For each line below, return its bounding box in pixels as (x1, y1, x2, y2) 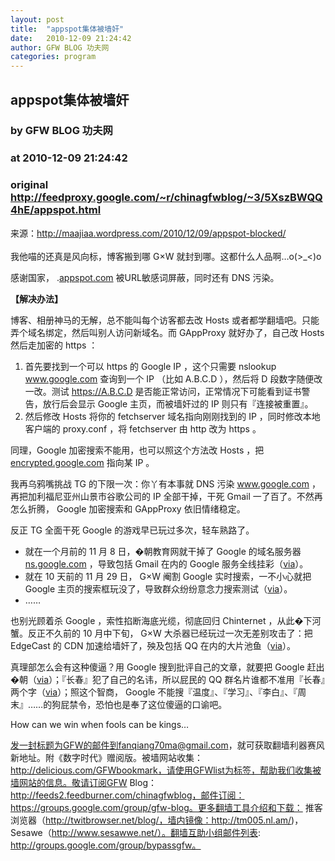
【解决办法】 (10, 292, 63, 305)
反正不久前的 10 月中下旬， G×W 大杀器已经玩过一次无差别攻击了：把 (27, 627, 313, 639)
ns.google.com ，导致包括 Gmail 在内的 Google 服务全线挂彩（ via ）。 (24, 557, 309, 570)
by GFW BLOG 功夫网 (10, 124, 113, 138)
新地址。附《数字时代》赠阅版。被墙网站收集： (10, 751, 203, 763)
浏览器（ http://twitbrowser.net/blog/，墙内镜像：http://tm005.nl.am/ (10, 814, 292, 826)
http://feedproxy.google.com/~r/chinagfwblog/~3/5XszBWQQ (10, 191, 323, 205)
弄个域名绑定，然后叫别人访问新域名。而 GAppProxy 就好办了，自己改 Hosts (10, 326, 325, 338)
